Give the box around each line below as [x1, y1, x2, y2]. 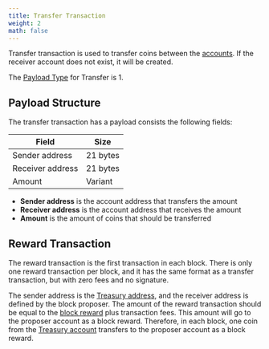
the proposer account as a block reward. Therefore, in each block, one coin [8, 316, 259, 326]
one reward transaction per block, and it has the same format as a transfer [8, 266, 255, 276]
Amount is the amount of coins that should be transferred [19, 213, 211, 223]
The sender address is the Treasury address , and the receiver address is [8, 290, 249, 300]
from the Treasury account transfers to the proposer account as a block [8, 325, 247, 334]
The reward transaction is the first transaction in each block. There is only [8, 258, 253, 267]
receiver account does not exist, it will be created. [8, 57, 174, 67]
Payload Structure [8, 95, 101, 109]
